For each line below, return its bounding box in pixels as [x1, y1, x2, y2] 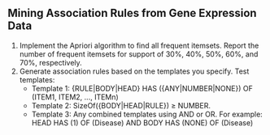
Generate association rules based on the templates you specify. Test [19, 66, 250, 76]
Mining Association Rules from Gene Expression [7, 6, 257, 20]
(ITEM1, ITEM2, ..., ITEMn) [31, 92, 119, 102]
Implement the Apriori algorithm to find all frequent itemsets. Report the [19, 40, 259, 50]
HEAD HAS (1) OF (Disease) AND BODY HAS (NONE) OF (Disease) [31, 117, 254, 128]
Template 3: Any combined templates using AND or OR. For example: [31, 109, 263, 119]
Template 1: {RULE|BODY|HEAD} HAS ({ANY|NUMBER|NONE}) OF [31, 83, 253, 93]
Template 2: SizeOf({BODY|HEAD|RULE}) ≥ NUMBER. [31, 100, 211, 110]
